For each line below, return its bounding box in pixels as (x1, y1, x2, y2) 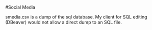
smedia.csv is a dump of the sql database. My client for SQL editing (5, 14, 147, 19)
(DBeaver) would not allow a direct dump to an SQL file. (5, 19, 122, 25)
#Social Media (5, 4, 36, 10)
